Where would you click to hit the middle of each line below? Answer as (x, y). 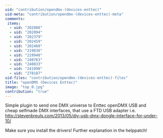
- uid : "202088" (26, 28)
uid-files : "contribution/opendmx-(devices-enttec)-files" (67, 78)
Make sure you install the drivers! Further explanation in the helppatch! (76, 131)
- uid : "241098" (26, 69)
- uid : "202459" (26, 42)
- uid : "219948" (26, 55)
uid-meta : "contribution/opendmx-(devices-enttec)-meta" (64, 14)
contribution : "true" (27, 92)
